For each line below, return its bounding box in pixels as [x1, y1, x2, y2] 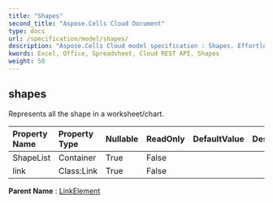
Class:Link [58, 165, 98, 176]
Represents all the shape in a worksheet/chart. [8, 109, 165, 119]
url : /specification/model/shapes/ [8, 34, 129, 43]
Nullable [105, 133, 139, 145]
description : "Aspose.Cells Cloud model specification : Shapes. [8, 42, 234, 50]
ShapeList [12, 152, 51, 163]
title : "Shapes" [8, 11, 63, 20]
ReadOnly [145, 133, 185, 145]
